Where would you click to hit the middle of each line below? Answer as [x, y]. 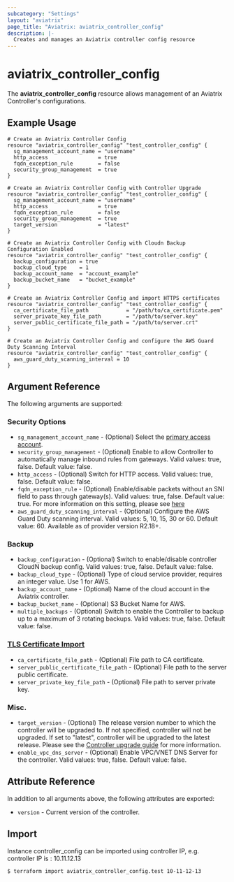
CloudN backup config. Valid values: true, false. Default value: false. [115, 567]
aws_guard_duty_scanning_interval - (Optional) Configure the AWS [113, 511]
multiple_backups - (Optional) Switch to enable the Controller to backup [120, 612]
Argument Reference [54, 387]
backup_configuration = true [56, 261]
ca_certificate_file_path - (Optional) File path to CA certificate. [111, 659]
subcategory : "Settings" [43, 14]
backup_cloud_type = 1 [51, 267]
